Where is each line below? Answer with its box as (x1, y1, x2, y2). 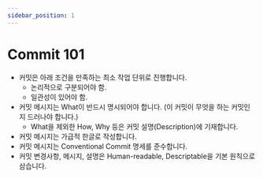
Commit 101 (7, 45, 85, 63)
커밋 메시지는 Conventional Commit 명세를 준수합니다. (18, 141, 188, 150)
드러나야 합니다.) (27, 112, 79, 121)
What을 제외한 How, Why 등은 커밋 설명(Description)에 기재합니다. (30, 121, 239, 131)
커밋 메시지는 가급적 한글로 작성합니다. (18, 132, 137, 141)
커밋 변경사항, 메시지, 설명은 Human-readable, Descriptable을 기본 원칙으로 (18, 151, 256, 161)
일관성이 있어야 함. (30, 92, 88, 102)
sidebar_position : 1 (7, 11, 76, 20)
